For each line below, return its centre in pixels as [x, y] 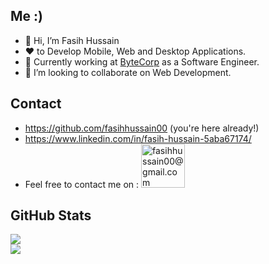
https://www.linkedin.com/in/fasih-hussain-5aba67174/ [138, 138]
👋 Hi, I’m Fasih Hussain [72, 40]
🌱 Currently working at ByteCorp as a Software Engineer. [142, 61]
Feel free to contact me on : [82, 184]
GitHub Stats [51, 215]
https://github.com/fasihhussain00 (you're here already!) [142, 128]
